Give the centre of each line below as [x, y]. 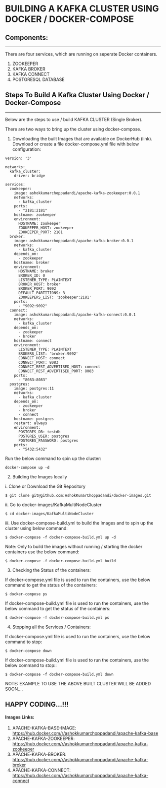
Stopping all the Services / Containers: [51, 627]
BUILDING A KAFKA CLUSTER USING [82, 9]
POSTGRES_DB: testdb [39, 432]
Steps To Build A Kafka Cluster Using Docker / [77, 95]
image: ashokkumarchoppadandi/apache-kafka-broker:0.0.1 [74, 241]
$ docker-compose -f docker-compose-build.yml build [61, 561]
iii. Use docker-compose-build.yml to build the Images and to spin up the [79, 523]
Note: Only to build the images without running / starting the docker [74, 546]
